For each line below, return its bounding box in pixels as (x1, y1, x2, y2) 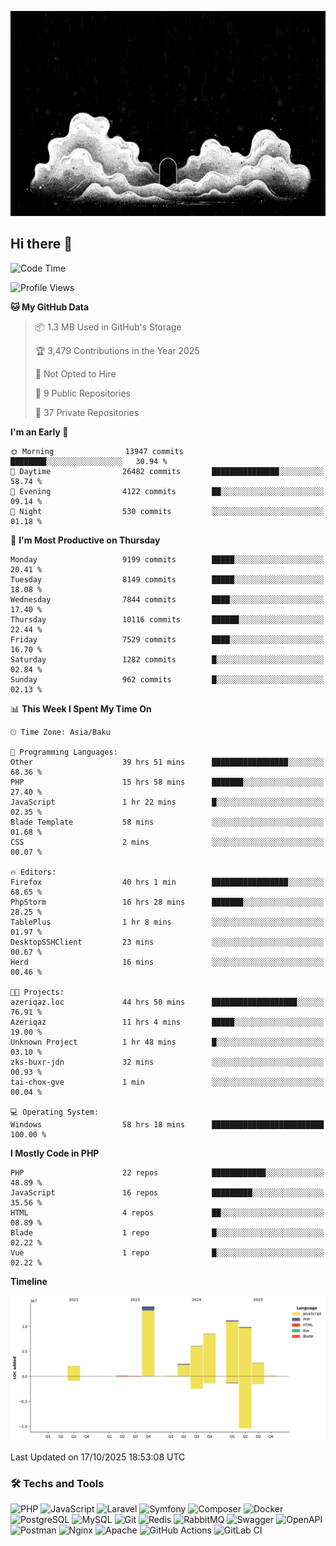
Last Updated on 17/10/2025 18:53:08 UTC (10, 1451, 186, 1463)
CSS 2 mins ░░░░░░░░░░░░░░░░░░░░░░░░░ (10, 837, 325, 847)
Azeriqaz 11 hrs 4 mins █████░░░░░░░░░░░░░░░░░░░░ (10, 1017, 325, 1027)
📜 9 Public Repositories (34, 387, 131, 399)
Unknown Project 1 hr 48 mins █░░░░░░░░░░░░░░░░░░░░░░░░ (10, 1037, 325, 1047)
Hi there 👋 (10, 236, 73, 253)
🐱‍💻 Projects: (10, 987, 65, 997)
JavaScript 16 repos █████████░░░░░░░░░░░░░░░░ (10, 1187, 325, 1198)
